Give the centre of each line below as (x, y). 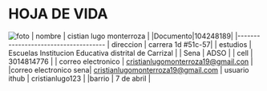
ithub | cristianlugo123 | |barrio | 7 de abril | (79, 78)
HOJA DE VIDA (58, 14)
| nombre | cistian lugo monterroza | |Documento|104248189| (132, 36)
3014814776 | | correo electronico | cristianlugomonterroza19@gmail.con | (131, 61)
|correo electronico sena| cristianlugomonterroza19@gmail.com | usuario (129, 69)
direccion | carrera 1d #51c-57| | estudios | (181, 44)
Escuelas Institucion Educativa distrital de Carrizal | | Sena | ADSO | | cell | (131, 53)
